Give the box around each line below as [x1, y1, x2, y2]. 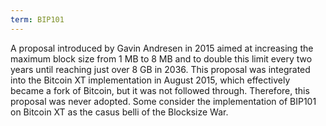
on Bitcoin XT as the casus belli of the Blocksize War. [10, 106, 229, 118]
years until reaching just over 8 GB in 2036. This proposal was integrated [10, 63, 311, 75]
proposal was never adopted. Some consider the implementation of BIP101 [10, 95, 317, 107]
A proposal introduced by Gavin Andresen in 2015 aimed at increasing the [10, 42, 314, 54]
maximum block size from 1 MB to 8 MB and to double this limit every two [10, 52, 313, 65]
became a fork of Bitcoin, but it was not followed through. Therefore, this [10, 84, 310, 96]
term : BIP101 [10, 14, 65, 25]
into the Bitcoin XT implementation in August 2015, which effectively [10, 74, 291, 86]
